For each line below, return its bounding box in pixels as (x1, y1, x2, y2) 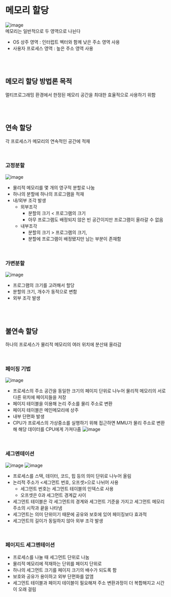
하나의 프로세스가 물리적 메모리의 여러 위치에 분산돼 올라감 (5, 341, 122, 347)
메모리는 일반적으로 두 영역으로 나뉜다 (5, 28, 81, 34)
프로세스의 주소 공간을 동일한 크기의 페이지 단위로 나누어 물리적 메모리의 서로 (12, 388, 166, 394)
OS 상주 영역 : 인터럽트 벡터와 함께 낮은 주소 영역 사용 (12, 39, 120, 45)
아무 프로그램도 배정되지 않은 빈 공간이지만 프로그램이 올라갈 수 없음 (28, 216, 164, 223)
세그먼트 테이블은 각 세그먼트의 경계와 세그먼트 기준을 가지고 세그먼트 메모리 (12, 498, 165, 504)
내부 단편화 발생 (12, 413, 45, 420)
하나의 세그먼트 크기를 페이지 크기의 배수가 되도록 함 (12, 567, 117, 573)
